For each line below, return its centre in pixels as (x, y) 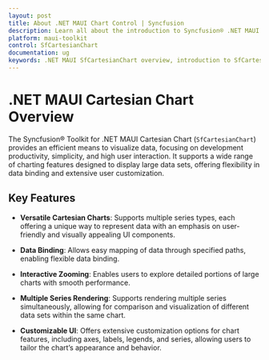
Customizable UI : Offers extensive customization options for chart (130, 330)
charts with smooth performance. (75, 282)
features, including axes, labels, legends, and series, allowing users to (135, 339)
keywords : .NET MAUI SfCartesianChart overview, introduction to (119, 61)
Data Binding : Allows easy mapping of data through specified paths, (133, 250)
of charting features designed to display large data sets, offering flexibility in (134, 164)
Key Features (42, 198)
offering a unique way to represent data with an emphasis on (120, 226)
